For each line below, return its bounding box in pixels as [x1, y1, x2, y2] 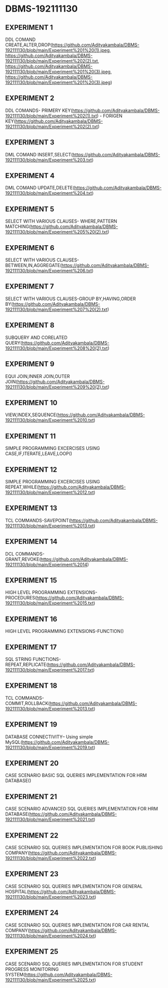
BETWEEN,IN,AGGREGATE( [5, 262, 62, 268]
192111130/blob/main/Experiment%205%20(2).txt [5, 229, 108, 235]
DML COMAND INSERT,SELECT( [5, 151, 73, 157]
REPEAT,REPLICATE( [5, 662, 48, 668]
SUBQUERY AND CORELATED [5, 334, 68, 341]
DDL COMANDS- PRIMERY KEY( [5, 107, 73, 114]
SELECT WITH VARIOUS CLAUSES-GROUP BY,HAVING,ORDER [5, 296, 136, 302]
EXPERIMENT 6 [5, 243, 54, 252]
